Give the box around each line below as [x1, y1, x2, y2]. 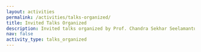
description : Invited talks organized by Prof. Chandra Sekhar [6, 25, 167, 32]
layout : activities [6, 8, 55, 15]
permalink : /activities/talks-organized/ [6, 14, 111, 20]
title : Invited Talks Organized [6, 20, 87, 26]
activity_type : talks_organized [6, 36, 87, 42]
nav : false [6, 31, 33, 37]
